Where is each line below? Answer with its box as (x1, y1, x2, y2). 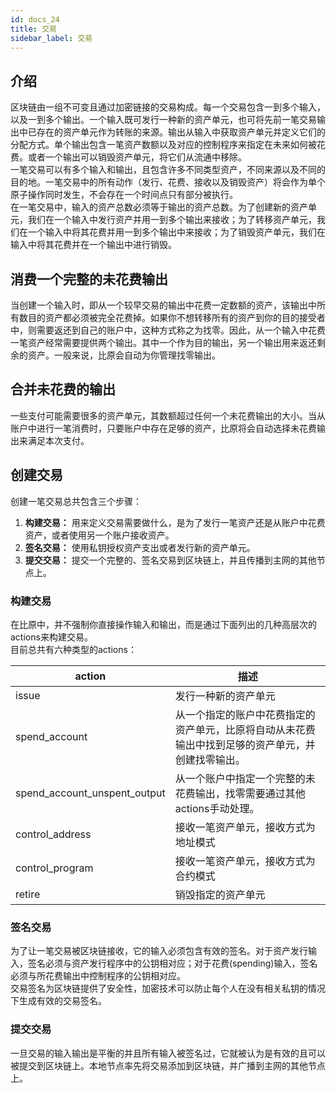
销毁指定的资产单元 (174, 887, 266, 901)
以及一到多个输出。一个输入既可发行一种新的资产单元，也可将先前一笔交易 (10, 114, 317, 126)
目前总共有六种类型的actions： (10, 643, 137, 655)
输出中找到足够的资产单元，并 (174, 737, 316, 751)
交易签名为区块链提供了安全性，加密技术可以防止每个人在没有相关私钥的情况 (10, 982, 326, 995)
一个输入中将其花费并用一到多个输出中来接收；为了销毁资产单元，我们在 (27, 226, 326, 238)
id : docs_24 (10, 14, 60, 25)
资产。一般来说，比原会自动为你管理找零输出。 (27, 349, 221, 361)
